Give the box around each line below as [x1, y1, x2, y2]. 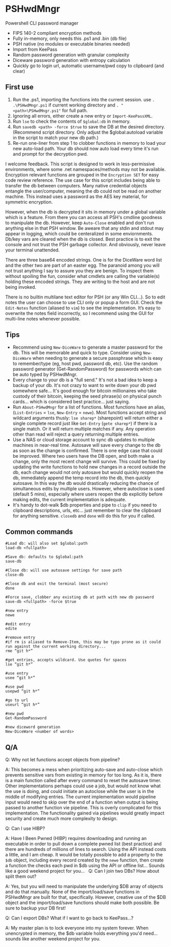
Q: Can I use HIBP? [5, 825, 45, 832]
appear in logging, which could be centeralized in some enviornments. [5, 230, 153, 236]
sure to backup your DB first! [5, 905, 66, 911]
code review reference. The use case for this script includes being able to [5, 177, 161, 183]
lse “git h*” [5, 662, 33, 667]
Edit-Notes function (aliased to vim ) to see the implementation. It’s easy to [5, 305, 161, 311]
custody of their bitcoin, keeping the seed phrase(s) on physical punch [12, 393, 162, 399]
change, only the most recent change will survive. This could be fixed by [12, 458, 166, 464]
